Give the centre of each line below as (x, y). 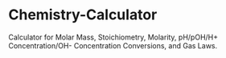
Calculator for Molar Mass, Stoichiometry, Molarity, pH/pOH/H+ (113, 37)
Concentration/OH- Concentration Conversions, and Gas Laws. (113, 45)
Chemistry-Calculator (83, 15)
